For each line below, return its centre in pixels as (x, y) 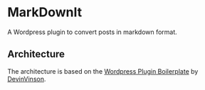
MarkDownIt (45, 12)
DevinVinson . (27, 79)
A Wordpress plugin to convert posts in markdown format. (93, 32)
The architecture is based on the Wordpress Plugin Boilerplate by (103, 71)
